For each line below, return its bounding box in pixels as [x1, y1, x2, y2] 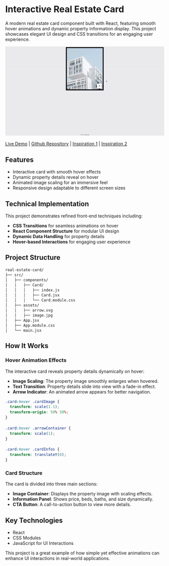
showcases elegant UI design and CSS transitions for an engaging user [5, 31, 153, 37]
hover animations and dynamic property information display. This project [5, 25, 156, 31]
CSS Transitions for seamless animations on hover [12, 223, 119, 229]
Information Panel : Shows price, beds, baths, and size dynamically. [12, 496, 154, 502]
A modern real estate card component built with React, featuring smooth [5, 20, 156, 26]
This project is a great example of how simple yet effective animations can [5, 550, 160, 556]
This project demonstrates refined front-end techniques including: [5, 213, 143, 219]
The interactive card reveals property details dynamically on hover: [5, 368, 145, 374]
